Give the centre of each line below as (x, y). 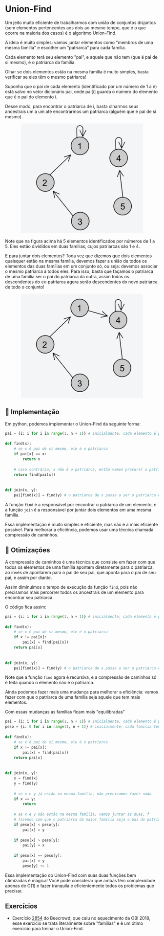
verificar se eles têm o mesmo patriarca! (46, 77)
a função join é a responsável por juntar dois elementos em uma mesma (78, 510)
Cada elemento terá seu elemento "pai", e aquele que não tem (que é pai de (81, 57)
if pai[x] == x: (31, 454)
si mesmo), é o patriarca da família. (40, 62)
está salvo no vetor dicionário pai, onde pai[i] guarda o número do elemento (81, 91)
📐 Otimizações (28, 550)
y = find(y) (26, 783)
